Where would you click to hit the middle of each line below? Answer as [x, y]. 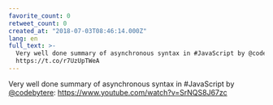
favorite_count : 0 [39, 16]
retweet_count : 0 [38, 23]
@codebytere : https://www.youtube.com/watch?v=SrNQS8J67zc [118, 92]
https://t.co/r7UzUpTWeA [58, 61]
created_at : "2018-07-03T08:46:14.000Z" [78, 31]
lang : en [23, 38]
